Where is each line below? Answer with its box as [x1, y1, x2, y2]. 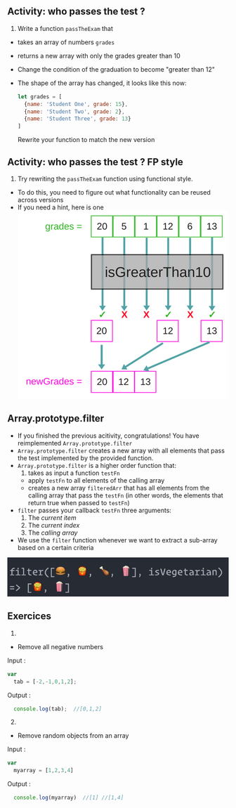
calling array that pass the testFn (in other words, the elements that [27, 491, 223, 500]
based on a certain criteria [17, 543, 94, 552]
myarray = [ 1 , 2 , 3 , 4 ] [13, 767, 74, 774]
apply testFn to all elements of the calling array [27, 476, 165, 484]
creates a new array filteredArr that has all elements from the [27, 483, 210, 492]
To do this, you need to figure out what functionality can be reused [17, 188, 211, 196]
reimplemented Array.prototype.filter [17, 438, 133, 447]
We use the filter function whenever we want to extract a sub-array [17, 535, 218, 544]
